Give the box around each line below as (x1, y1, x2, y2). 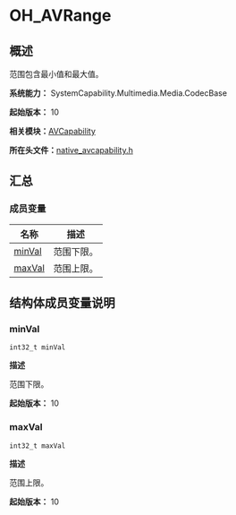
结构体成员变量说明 (9, 296, 115, 311)
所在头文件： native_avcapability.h (9, 145, 134, 155)
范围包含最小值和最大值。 (9, 69, 104, 79)
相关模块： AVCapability (9, 126, 97, 136)
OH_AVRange (9, 5, 112, 26)
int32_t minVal (9, 343, 66, 352)
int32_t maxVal (9, 441, 66, 451)
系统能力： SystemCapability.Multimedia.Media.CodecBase (9, 88, 228, 99)
